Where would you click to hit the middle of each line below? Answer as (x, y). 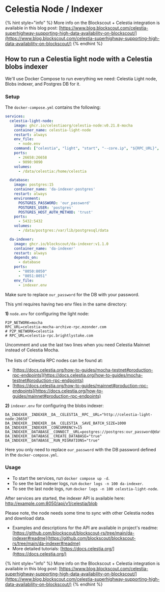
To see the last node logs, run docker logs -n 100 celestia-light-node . (85, 489)
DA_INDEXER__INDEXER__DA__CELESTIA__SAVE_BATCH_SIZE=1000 (66, 423)
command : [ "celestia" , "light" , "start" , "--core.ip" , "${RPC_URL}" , (87, 149)
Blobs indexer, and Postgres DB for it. (43, 84)
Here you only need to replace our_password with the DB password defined (81, 449)
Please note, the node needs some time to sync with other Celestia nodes (80, 513)
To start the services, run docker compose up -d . (61, 478)
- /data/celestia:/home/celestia (52, 171)
